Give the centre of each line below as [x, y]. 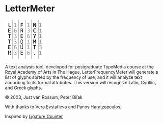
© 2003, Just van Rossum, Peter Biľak [44, 97]
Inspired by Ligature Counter [34, 116]
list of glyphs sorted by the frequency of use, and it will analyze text [74, 77]
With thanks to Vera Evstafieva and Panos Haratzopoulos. [63, 107]
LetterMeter [30, 9]
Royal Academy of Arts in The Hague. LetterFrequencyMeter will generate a [82, 72]
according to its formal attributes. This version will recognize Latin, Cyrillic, [81, 82]
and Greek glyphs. [24, 88]
